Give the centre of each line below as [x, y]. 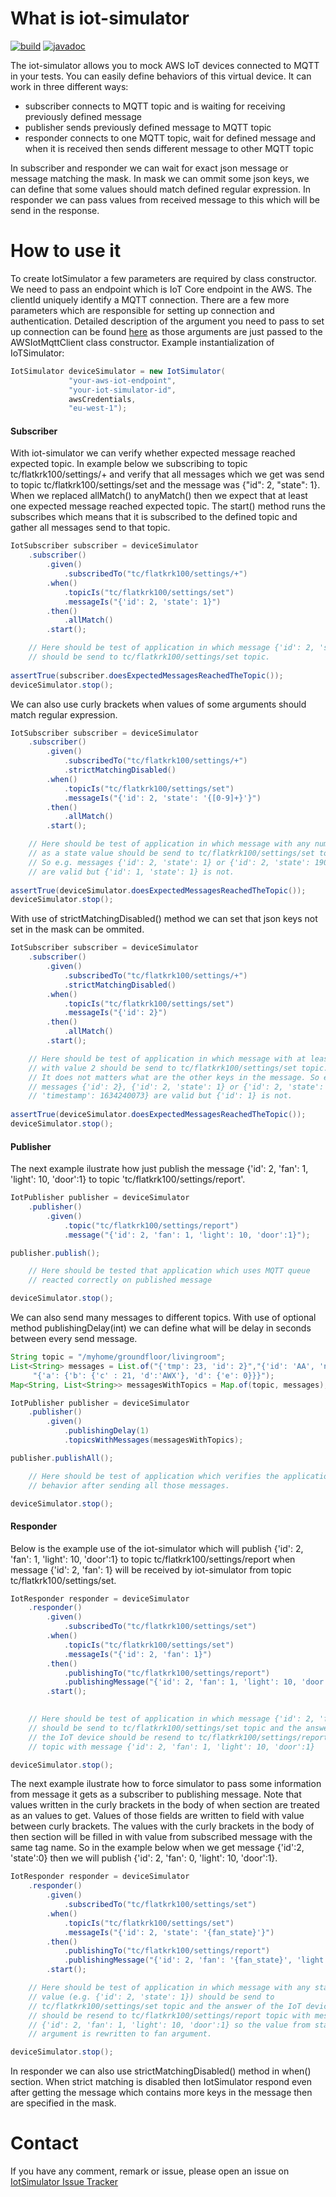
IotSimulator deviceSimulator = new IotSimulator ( [118, 371]
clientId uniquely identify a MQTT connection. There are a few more [150, 299]
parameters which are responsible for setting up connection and [142, 310]
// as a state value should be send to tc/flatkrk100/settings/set [171, 853]
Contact [44, 2143]
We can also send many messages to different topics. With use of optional [163, 1318]
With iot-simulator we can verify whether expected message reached [153, 453]
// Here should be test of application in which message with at [167, 1058]
